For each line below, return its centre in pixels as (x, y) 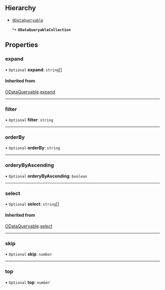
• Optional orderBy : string (33, 148)
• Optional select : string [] (32, 204)
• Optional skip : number (29, 254)
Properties (22, 45)
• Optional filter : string (29, 120)
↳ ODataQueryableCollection (41, 29)
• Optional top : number (28, 282)
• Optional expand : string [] (34, 70)
